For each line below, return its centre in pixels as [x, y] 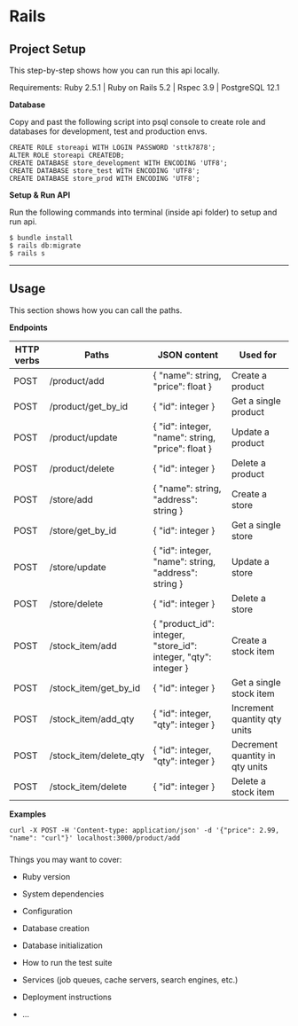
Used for [258, 355]
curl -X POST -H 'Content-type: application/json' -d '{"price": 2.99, [144, 830]
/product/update [83, 437]
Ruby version [46, 876]
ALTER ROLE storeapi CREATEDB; [67, 155]
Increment [252, 708]
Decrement [255, 744]
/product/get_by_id [89, 406]
